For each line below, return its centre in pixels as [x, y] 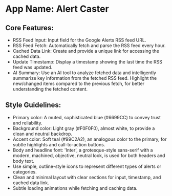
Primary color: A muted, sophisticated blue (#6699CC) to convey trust [87, 117]
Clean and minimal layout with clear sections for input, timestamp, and [87, 177]
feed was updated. [33, 67]
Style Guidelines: [33, 105]
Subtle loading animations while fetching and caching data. [75, 188]
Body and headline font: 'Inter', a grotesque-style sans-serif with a [83, 150]
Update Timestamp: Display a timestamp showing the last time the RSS [88, 62]
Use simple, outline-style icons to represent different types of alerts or [87, 166]
